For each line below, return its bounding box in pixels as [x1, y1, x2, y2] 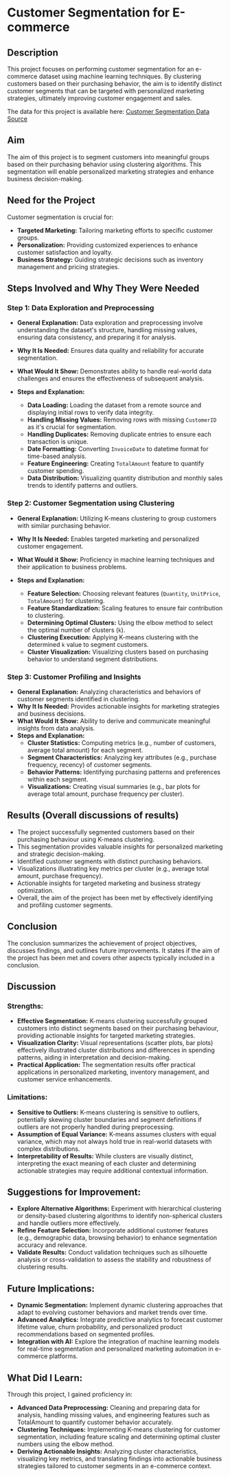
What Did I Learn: [7, 1372, 83, 1384]
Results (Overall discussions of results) [7, 810, 179, 821]
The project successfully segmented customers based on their [16, 827, 195, 836]
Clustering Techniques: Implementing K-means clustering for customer [16, 1425, 221, 1433]
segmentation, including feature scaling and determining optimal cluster [16, 1432, 221, 1441]
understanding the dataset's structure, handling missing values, [16, 326, 198, 334]
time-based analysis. [27, 452, 87, 461]
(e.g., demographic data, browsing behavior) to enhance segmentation [16, 1234, 218, 1242]
